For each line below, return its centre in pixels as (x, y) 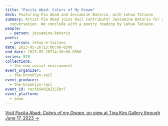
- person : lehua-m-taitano (38, 43)
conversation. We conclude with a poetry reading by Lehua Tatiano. (82, 24)
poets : (12, 38)
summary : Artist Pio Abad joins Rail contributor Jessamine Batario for (82, 19)
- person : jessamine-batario (40, 33)
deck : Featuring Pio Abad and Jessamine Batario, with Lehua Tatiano (79, 15)
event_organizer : (23, 71)
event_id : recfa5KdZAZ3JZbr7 (35, 89)
